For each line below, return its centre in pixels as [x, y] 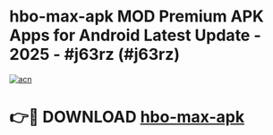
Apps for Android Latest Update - [135, 35]
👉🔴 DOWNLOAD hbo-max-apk [127, 117]
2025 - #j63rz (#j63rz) [95, 55]
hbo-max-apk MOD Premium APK [136, 17]
